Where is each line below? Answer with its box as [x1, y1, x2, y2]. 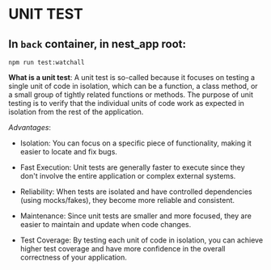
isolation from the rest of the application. [8, 107, 144, 116]
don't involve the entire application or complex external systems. [19, 171, 236, 180]
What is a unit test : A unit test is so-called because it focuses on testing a [8, 73, 256, 82]
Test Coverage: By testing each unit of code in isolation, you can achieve [19, 235, 264, 245]
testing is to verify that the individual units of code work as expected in [8, 99, 245, 108]
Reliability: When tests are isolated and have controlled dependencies [19, 187, 252, 196]
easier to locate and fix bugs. [19, 147, 117, 156]
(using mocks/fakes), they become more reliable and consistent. [19, 196, 235, 205]
